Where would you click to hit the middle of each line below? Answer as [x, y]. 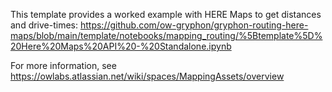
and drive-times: [44, 25]
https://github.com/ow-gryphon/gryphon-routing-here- [194, 25]
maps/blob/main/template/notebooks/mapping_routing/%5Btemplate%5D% [166, 35]
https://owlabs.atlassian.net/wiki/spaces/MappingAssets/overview [147, 76]
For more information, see [63, 65]
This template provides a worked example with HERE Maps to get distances [166, 14]
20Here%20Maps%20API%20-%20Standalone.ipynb [121, 46]
